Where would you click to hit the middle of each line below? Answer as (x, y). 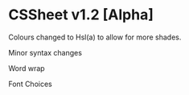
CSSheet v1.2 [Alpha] (81, 15)
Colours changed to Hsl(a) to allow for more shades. (95, 37)
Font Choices (30, 84)
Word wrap (27, 68)
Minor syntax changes (45, 52)
